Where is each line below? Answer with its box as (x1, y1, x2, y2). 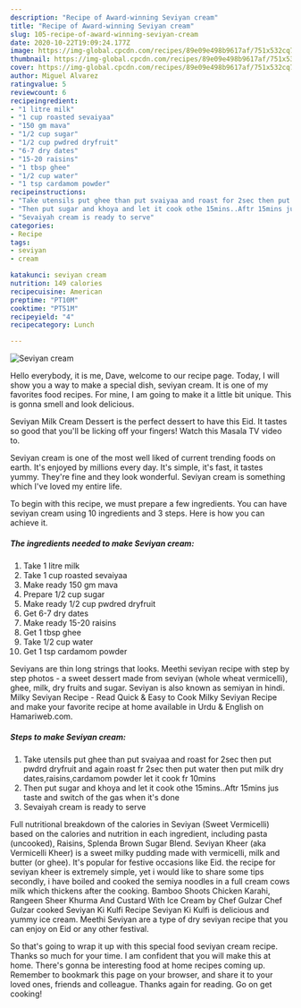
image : (10, 47, 35, 56)
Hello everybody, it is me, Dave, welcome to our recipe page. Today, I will (10, 371, 280, 381)
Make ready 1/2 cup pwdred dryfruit (22, 599, 156, 610)
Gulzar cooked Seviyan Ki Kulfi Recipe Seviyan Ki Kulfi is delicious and (10, 905, 270, 916)
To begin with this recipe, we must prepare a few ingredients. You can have (10, 499, 288, 509)
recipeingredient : (10, 96, 79, 106)
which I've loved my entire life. (10, 481, 122, 492)
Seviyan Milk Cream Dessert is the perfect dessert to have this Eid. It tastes (10, 416, 288, 427)
